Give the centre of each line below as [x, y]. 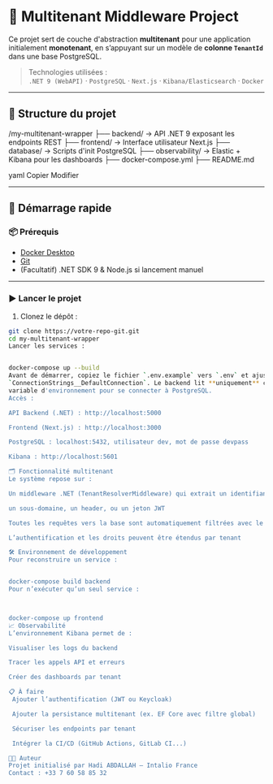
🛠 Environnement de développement [68, 552]
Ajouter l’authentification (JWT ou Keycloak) [92, 700]
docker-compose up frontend [56, 618]
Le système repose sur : [50, 479]
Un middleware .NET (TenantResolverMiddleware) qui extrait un [118, 494]
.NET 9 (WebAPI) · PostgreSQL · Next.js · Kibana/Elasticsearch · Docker [146, 80]
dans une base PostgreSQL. [55, 56]
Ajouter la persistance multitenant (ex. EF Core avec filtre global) [134, 714]
